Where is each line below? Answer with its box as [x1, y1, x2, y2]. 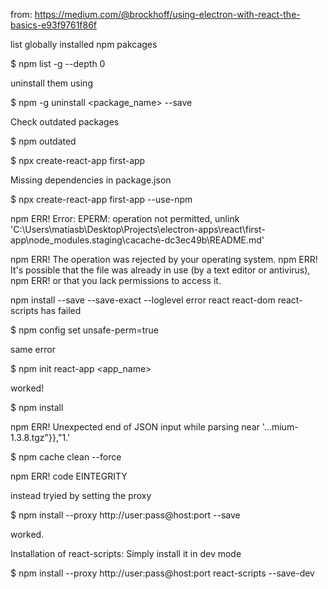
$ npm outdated [10, 135, 77, 147]
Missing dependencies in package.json [10, 174, 172, 186]
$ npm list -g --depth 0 [10, 58, 106, 69]
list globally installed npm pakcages [10, 39, 158, 50]
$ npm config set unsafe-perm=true [10, 324, 160, 336]
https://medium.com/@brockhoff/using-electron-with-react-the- [34, 9, 301, 20]
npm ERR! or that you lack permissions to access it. [10, 275, 222, 286]
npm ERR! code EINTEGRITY [10, 470, 128, 482]
